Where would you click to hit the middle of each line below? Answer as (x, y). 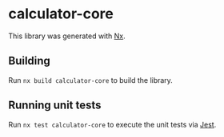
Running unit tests (55, 106)
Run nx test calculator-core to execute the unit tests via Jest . (112, 124)
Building (29, 61)
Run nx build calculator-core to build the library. (91, 80)
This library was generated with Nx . (67, 36)
